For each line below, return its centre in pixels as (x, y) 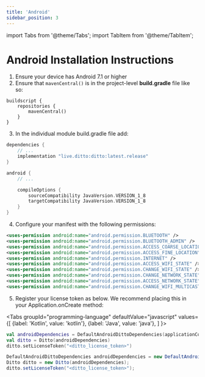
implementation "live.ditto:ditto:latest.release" (83, 157)
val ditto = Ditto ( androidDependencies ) (59, 340)
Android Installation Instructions (90, 60)
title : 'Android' (28, 12)
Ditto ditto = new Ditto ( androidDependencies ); (68, 363)
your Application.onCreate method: (59, 305)
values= (189, 316)
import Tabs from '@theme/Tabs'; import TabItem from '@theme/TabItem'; (100, 35)
